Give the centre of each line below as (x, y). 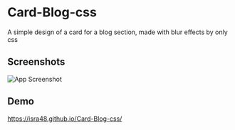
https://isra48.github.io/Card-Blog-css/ (65, 119)
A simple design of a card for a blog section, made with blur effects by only (117, 32)
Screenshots (36, 62)
